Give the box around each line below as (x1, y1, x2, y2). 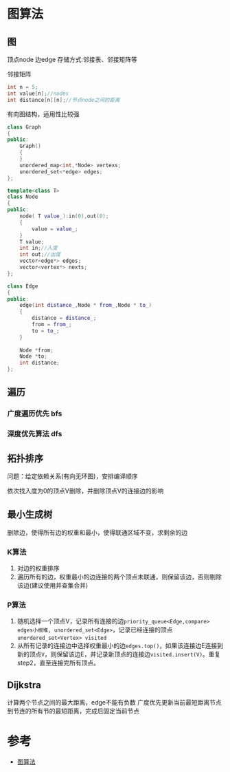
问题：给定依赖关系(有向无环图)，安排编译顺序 (7, 472, 139, 480)
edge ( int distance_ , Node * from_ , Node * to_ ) (19, 302, 152, 309)
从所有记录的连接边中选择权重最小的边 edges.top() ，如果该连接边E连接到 (16, 641, 223, 650)
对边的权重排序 (16, 564, 60, 572)
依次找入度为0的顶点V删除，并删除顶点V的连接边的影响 (7, 486, 164, 495)
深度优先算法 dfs (7, 429, 62, 439)
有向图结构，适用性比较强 (7, 109, 80, 118)
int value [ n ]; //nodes (7, 90, 69, 97)
